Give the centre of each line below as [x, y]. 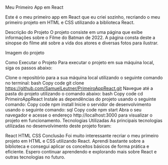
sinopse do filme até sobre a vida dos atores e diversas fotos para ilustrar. [82, 43]
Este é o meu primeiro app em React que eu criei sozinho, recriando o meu [83, 17]
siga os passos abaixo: [29, 68]
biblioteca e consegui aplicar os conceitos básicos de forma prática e [77, 146]
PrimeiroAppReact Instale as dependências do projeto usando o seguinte [81, 99]
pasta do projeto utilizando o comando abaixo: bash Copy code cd [74, 94]
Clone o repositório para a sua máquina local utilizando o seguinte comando [84, 77]
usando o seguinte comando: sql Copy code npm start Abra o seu [73, 110]
